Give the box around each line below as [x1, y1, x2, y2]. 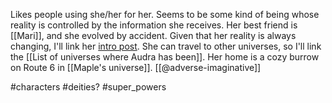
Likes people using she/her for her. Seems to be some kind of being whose [10, 9, 320, 20]
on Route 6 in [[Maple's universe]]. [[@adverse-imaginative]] [10, 62, 262, 73]
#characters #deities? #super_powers [10, 81, 167, 93]
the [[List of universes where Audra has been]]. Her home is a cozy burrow [10, 51, 320, 63]
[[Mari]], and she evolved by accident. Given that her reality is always [10, 30, 297, 41]
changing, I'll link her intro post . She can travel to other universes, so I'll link [10, 40, 322, 52]
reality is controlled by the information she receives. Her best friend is [10, 19, 298, 31]
